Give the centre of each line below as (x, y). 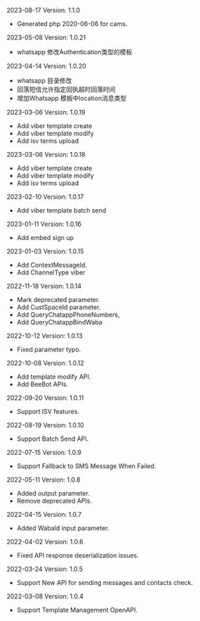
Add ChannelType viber (51, 272)
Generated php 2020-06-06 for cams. (72, 24)
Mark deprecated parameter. (58, 300)
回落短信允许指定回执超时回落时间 (66, 89)
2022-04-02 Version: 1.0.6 (45, 542)
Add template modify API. (54, 377)
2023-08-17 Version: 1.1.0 (44, 10)
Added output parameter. (53, 493)
